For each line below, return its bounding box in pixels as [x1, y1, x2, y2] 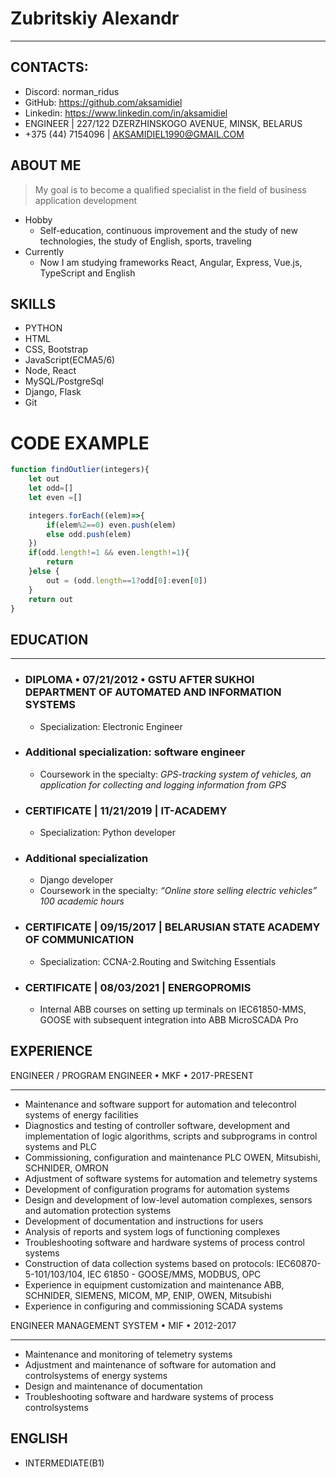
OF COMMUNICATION [24, 933, 135, 947]
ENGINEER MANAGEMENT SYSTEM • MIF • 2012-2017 [10, 1319, 237, 1331]
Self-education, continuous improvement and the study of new [39, 224, 298, 236]
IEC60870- [276, 1257, 322, 1269]
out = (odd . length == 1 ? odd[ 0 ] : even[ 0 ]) [46, 575, 208, 586]
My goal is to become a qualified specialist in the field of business [34, 183, 307, 196]
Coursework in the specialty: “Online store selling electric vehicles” [39, 885, 318, 897]
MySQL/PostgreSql [24, 375, 104, 387]
